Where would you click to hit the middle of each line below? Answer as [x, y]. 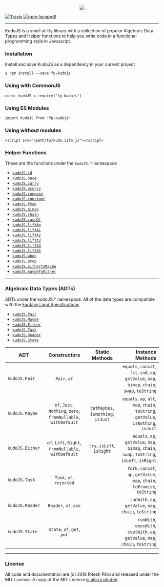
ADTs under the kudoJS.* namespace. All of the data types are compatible [80, 299]
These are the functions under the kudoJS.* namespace [61, 163]
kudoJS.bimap [25, 210]
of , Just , [64, 404]
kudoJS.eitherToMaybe [34, 267]
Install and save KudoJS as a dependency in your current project [70, 64]
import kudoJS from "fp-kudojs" [38, 118]
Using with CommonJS [33, 85]
